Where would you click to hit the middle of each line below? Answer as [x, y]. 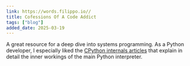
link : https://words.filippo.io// [49, 11]
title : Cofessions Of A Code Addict [51, 17]
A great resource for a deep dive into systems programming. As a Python [95, 44]
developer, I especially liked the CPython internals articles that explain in [94, 51]
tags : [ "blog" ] [25, 22]
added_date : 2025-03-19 [36, 28]
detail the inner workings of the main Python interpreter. [74, 57]
